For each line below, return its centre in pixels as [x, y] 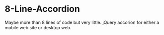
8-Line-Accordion [42, 9]
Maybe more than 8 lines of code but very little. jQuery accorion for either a [82, 22]
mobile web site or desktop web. [38, 27]
